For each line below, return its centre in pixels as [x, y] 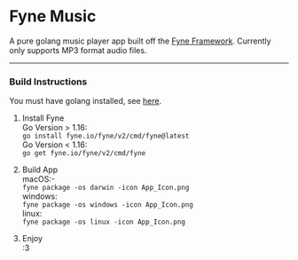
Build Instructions [48, 82]
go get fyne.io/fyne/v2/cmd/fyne [84, 154]
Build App [40, 169]
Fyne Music [53, 16]
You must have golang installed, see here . [86, 101]
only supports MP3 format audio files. [78, 50]
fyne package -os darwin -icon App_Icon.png [106, 188]
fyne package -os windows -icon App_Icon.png [107, 205]
